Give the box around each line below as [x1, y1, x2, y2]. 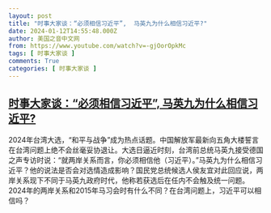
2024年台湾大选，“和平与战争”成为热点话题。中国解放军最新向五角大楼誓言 [8, 134, 260, 144]
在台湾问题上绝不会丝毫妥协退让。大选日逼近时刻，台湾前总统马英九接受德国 [8, 145, 264, 155]
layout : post [8, 11, 53, 20]
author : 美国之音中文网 [8, 34, 80, 43]
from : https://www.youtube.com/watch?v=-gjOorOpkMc [8, 42, 186, 50]
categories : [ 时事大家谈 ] [8, 65, 97, 73]
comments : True [8, 58, 60, 66]
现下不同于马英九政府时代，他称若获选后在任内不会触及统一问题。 [29, 175, 249, 185]
